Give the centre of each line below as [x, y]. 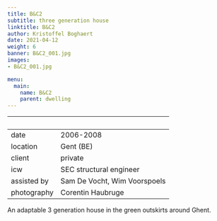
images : [19, 60]
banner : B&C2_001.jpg [39, 54]
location [24, 147]
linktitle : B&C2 [31, 27]
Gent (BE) [77, 147]
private [72, 158]
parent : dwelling [46, 99]
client [20, 158]
